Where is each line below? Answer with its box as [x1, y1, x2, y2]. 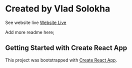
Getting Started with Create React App [5, 43, 127, 52]
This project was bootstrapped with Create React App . [5, 57, 117, 63]
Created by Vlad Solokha [5, 3, 110, 14]
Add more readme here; [5, 29, 54, 35]
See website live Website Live [5, 19, 66, 25]
